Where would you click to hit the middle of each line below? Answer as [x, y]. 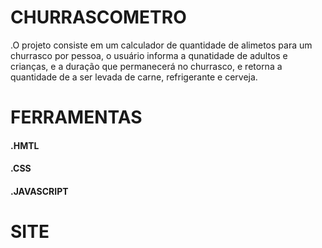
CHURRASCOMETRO [98, 17]
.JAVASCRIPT [39, 191]
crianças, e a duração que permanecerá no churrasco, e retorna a [146, 66]
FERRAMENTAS [76, 117]
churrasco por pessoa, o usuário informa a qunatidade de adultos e [149, 55]
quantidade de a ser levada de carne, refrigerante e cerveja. [134, 77]
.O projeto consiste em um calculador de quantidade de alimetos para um [161, 45]
